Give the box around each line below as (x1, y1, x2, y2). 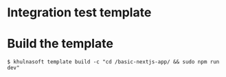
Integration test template (7, 5, 152, 20)
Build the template (7, 36, 113, 52)
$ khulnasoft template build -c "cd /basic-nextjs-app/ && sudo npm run (7, 59, 220, 65)
